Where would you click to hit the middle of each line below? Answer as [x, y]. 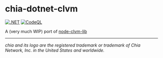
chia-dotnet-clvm [41, 9]
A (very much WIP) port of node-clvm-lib [46, 31]
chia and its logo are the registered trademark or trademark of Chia [73, 45]
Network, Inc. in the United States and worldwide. [55, 50]
